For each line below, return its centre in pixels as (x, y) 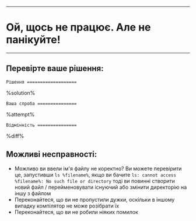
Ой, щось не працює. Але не (78, 27)
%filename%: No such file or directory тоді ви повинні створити (94, 181)
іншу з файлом (33, 193)
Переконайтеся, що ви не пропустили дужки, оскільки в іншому (94, 199)
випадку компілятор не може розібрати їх (67, 206)
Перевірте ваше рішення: (55, 69)
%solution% (21, 93)
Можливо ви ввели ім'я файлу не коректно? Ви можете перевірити (98, 168)
